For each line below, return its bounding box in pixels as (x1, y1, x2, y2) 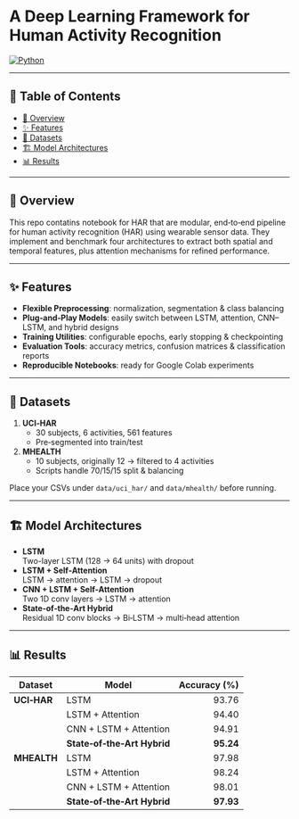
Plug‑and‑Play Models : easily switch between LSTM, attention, (21, 312, 256, 323)
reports (21, 351, 50, 361)
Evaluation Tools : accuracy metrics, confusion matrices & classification (21, 341, 286, 352)
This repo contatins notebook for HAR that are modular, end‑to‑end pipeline (9, 217, 287, 227)
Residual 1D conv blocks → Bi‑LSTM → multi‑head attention (21, 613, 240, 623)
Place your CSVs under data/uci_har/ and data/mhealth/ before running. (9, 483, 277, 493)
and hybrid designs (48, 322, 119, 333)
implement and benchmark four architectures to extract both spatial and (9, 236, 273, 246)
